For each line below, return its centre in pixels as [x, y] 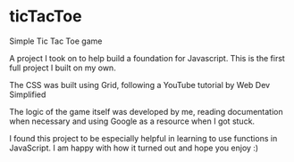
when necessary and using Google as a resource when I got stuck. [132, 121]
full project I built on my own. [63, 68]
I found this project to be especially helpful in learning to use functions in [143, 138]
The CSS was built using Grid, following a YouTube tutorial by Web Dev [140, 85]
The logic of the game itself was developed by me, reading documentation [146, 111]
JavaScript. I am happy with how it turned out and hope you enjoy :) [134, 148]
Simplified [28, 94]
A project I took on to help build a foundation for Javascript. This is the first [147, 58]
